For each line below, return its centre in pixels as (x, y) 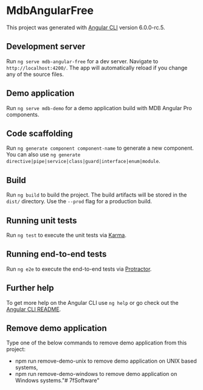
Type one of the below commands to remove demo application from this (97, 343)
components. (23, 114)
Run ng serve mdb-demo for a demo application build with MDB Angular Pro (99, 108)
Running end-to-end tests (57, 254)
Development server (46, 47)
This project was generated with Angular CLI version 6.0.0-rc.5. (86, 27)
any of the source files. (35, 74)
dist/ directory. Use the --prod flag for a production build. (79, 201)
